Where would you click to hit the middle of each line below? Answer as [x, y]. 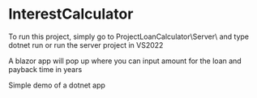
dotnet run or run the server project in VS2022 [86, 45]
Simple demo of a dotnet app [57, 85]
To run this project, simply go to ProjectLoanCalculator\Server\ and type [129, 36]
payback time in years [45, 69]
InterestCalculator [71, 14]
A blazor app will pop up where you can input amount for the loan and [125, 61]
